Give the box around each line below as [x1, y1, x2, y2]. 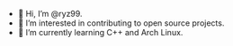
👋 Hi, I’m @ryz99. [17, 9, 83, 19]
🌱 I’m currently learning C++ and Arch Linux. [17, 27, 184, 37]
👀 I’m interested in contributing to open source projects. [17, 18, 225, 28]
